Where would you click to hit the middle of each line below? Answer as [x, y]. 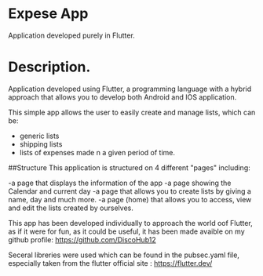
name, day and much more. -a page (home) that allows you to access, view [130, 199]
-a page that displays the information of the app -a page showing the [120, 183]
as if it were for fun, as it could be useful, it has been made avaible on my [126, 231]
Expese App [48, 14]
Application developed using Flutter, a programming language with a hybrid [130, 89]
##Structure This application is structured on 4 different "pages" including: [130, 167]
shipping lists [41, 144]
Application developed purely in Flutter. [71, 35]
